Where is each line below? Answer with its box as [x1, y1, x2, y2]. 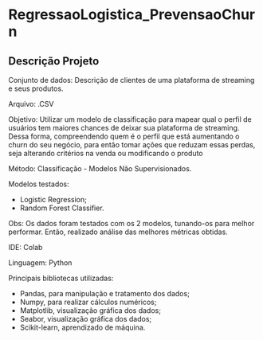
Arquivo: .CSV [8, 100, 54, 108]
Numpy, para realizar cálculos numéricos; [19, 297, 157, 307]
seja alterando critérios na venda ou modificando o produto [8, 149, 203, 158]
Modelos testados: [8, 179, 69, 189]
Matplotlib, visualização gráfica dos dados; [19, 306, 162, 315]
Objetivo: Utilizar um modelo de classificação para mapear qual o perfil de [8, 115, 253, 124]
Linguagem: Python [8, 258, 73, 268]
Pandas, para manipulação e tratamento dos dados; [19, 289, 190, 298]
